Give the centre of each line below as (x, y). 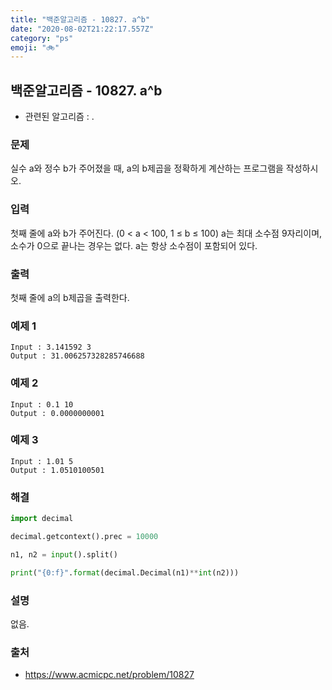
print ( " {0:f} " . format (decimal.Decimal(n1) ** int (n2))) (125, 572)
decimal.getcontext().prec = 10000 (84, 537)
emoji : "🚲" (35, 47)
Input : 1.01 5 (42, 461)
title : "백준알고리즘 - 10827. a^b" (80, 19)
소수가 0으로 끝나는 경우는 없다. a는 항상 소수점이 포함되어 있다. (134, 245)
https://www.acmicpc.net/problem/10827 (109, 675)
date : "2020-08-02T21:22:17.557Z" (82, 29)
